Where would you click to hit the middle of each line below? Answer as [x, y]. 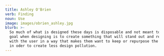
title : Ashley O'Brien [28, 9]
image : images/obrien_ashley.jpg [39, 23]
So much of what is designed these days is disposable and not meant [82, 32]
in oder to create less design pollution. [53, 46]
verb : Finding [20, 14]
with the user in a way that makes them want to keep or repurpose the [84, 41]
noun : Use [15, 19]
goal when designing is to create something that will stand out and [82, 37]
